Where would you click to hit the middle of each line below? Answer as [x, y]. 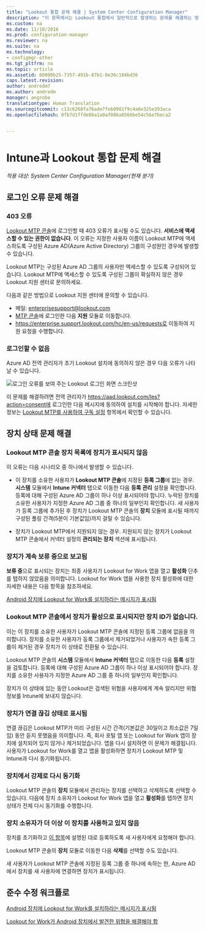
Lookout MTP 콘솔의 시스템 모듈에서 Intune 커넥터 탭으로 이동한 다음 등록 [95, 660]
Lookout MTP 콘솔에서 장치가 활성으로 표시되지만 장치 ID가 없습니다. [102, 617]
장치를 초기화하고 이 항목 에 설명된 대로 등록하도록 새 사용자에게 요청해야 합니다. [101, 838]
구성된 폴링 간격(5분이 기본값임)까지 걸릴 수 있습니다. [78, 518]
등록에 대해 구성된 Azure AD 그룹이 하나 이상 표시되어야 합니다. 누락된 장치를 [107, 495]
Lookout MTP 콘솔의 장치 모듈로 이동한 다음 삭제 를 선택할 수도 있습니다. [92, 851]
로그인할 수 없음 [28, 349]
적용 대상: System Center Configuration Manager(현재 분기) [80, 176]
